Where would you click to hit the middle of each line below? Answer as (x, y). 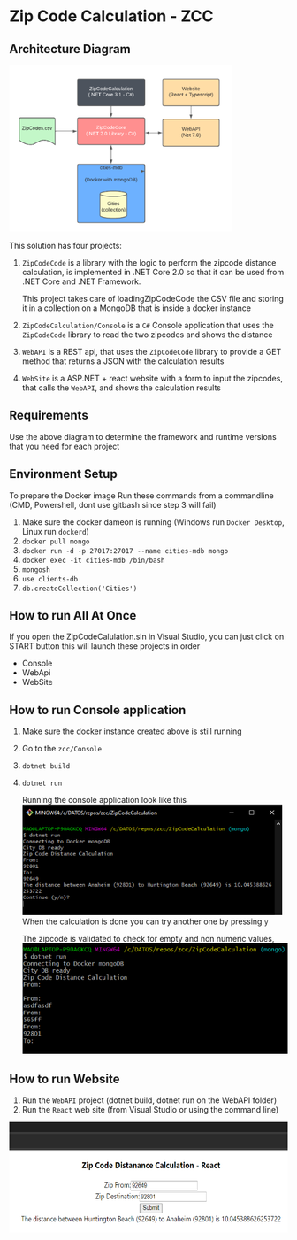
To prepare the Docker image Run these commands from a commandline (141, 495)
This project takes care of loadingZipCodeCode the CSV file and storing (153, 299)
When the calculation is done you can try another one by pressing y (145, 921)
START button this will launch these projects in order (105, 646)
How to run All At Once (73, 616)
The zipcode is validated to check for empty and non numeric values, (148, 939)
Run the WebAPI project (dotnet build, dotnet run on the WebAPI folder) (149, 1100)
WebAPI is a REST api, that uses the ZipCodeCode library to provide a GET (152, 352)
